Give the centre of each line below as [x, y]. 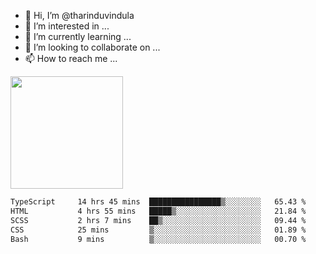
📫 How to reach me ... [71, 58]
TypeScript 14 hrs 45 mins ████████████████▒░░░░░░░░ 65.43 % [158, 202]
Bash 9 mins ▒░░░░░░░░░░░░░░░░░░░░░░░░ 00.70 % [158, 239]
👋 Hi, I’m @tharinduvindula [79, 15]
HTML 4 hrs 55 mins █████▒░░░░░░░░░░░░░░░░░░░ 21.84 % [158, 211]
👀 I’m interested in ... [67, 26]
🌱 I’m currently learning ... [78, 36]
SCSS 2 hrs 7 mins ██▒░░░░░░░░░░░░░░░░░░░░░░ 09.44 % [158, 220]
